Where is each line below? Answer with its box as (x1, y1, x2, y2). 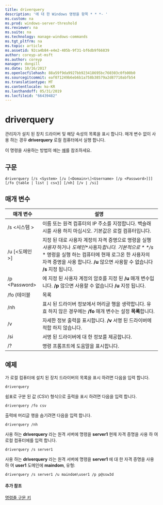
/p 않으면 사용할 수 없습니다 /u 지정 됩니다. (54, 282, 146, 289)
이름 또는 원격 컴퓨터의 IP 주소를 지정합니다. (42, 220, 137, 227)
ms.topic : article (5, 43, 42, 48)
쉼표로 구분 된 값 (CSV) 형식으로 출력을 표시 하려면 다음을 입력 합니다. (5, 393, 137, 399)
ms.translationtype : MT (5, 79, 53, 84)
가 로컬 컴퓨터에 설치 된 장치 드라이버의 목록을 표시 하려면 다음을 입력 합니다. (5, 374, 150, 380)
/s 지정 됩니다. (42, 266, 74, 272)
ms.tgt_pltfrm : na (5, 39, 42, 44)
